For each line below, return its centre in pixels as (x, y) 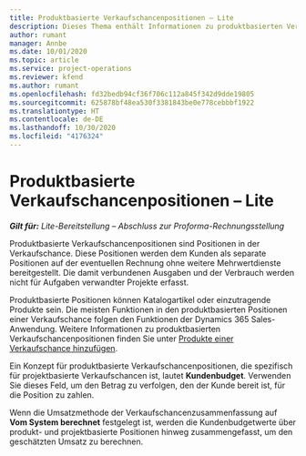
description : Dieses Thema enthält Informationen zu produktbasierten (146, 26)
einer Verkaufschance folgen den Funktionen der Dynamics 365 (129, 319)
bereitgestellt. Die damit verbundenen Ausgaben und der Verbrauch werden (152, 272)
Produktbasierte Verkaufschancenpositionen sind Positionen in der (135, 243)
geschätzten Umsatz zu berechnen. (76, 441)
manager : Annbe (38, 43)
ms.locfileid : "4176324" (56, 137)
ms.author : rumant (44, 86)
